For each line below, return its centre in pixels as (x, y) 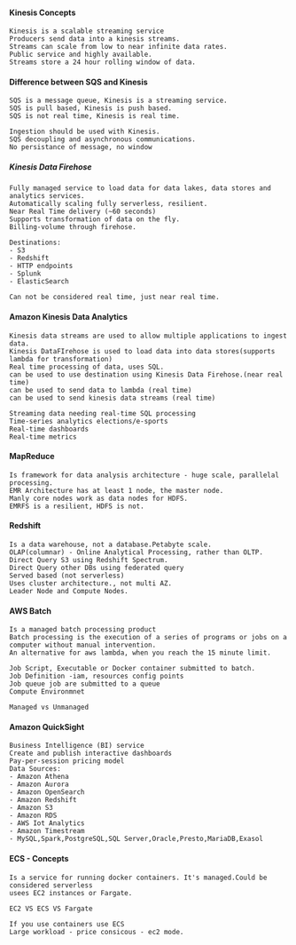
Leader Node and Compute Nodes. (69, 591)
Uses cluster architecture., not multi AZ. (91, 583)
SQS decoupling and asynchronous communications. (103, 139)
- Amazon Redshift (43, 800)
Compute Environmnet (47, 692)
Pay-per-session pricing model (67, 761)
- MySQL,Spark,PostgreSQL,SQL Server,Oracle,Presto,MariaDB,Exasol (136, 839)
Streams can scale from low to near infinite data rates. (118, 47)
